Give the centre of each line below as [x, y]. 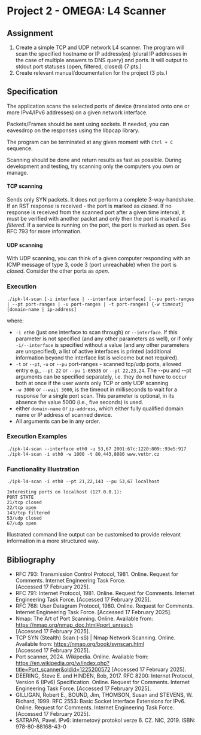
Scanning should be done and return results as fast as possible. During [94, 160]
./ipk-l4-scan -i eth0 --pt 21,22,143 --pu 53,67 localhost [83, 482]
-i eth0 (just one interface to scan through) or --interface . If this [97, 332]
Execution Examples [37, 437]
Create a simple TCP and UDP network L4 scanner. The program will [100, 47]
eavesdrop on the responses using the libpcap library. [73, 130]
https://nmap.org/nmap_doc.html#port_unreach [74, 625]
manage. [18, 172]
